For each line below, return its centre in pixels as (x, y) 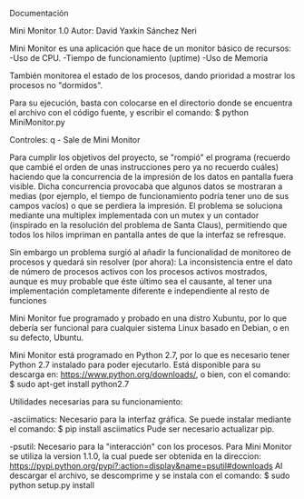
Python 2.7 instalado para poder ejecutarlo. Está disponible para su (135, 364)
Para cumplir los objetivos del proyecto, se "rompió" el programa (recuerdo (150, 157)
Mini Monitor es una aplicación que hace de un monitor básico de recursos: (151, 48)
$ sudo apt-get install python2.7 (69, 384)
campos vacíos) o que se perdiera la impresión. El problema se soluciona (146, 205)
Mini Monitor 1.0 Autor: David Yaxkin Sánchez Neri (103, 30)
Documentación (39, 13)
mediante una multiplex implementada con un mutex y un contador (134, 215)
